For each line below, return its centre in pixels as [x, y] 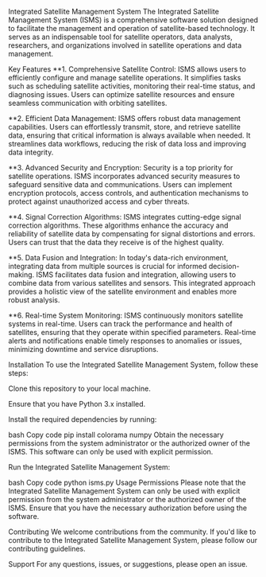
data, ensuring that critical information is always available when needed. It [129, 135]
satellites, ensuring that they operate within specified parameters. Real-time [132, 332]
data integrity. [31, 152]
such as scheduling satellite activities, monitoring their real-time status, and [132, 86]
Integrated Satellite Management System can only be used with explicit [124, 491]
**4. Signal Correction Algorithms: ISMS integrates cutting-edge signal [125, 217]
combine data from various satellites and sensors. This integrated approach [132, 283]
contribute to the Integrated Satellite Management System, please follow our [133, 540]
